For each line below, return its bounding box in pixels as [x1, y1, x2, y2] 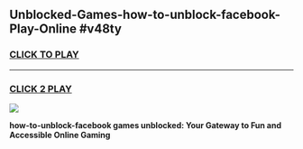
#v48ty [78, 22, 122, 37]
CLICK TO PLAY [9, 49, 79, 61]
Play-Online [9, 22, 77, 37]
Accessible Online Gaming [9, 129, 111, 140]
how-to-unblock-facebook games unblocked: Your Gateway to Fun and [9, 119, 282, 130]
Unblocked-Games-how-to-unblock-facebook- [9, 7, 281, 23]
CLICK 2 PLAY [9, 82, 72, 95]
